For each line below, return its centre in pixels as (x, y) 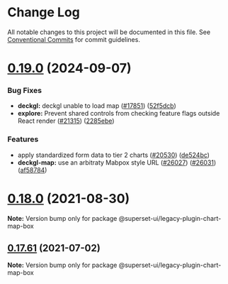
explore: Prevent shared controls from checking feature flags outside (119, 114)
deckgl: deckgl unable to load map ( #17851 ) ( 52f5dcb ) (97, 106)
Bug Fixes (25, 91)
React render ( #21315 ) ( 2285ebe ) (66, 121)
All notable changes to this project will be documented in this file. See (109, 32)
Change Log (44, 12)
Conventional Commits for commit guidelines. (74, 39)
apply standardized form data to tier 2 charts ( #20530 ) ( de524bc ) (114, 155)
